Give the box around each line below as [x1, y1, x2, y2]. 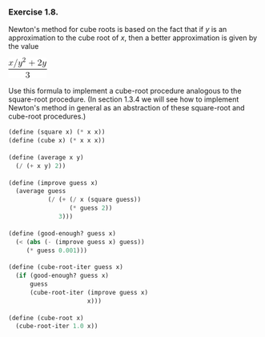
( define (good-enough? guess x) [8, 229, 116, 238]
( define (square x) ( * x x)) [8, 128, 106, 136]
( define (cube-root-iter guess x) [8, 263, 124, 271]
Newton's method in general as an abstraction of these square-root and [8, 103, 246, 113]
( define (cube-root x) [8, 314, 84, 322]
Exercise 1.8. [8, 6, 58, 18]
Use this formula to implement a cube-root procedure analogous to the [8, 86, 242, 96]
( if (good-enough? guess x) [15, 271, 110, 280]
